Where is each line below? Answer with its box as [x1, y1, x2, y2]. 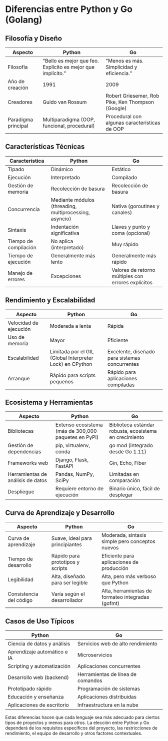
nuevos [101, 544, 119, 551]
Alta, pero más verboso [101, 573, 156, 580]
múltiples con [111, 273, 143, 280]
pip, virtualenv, [55, 442, 90, 449]
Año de [7, 78, 25, 85]
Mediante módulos [50, 196, 95, 203]
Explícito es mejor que [42, 64, 95, 71]
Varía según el [51, 590, 85, 597]
